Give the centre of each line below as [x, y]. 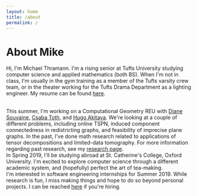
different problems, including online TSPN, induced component [83, 124]
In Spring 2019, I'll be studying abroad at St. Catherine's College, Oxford [94, 155]
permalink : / [22, 23]
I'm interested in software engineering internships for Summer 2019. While [97, 174]
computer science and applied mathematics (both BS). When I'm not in [92, 75]
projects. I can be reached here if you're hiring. [64, 187]
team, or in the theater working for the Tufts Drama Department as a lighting [98, 87]
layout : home [22, 12]
